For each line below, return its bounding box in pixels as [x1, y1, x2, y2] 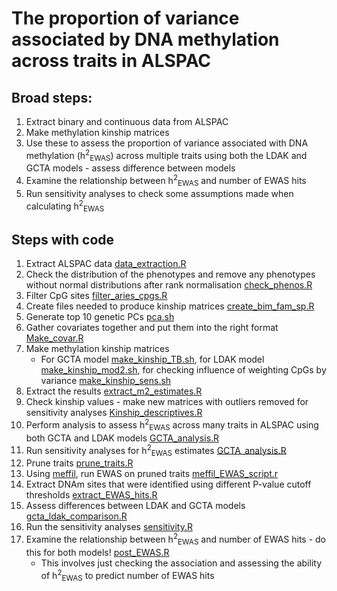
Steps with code [11, 231, 115, 248]
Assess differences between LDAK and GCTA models [25, 500, 246, 512]
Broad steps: [11, 89, 93, 106]
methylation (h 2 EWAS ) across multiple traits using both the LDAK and [25, 148, 308, 164]
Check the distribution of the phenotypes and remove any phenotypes [25, 268, 316, 281]
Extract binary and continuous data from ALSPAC [25, 116, 229, 127]
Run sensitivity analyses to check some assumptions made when [25, 187, 294, 199]
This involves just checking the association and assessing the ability [40, 557, 323, 569]
